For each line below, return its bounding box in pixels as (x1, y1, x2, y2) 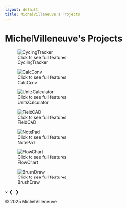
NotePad (17, 140, 35, 146)
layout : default (5, 7, 38, 12)
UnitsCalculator (17, 99, 49, 106)
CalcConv (17, 80, 38, 86)
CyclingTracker (17, 59, 48, 65)
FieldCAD (17, 119, 37, 125)
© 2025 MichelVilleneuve (5, 199, 57, 205)
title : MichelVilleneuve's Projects (5, 12, 80, 17)
